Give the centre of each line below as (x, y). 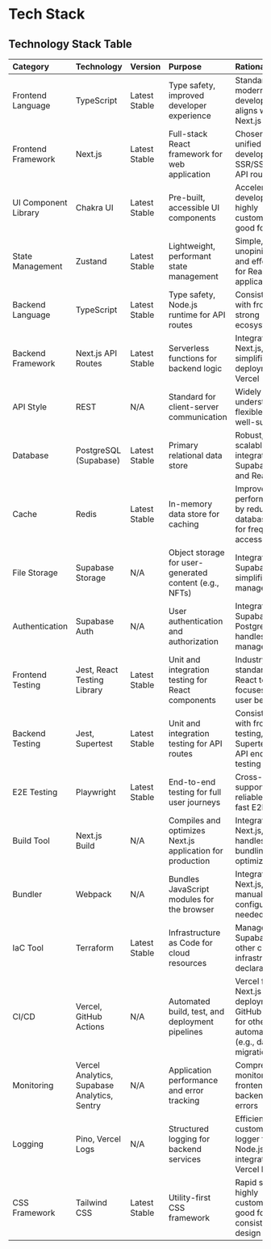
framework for (196, 154)
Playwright (96, 792)
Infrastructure (194, 933)
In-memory (190, 504)
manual (249, 894)
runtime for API (197, 315)
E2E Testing (35, 792)
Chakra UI (94, 207)
